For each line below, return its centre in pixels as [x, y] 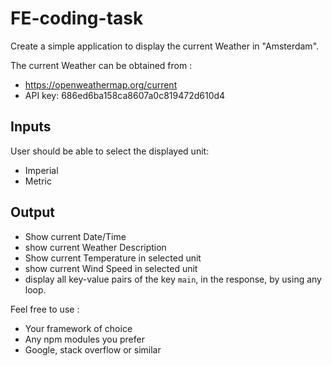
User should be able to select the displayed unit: [110, 151]
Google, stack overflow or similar [93, 349]
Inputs [31, 127]
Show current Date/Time [75, 236]
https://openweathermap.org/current [101, 84]
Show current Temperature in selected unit [113, 258]
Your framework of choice [78, 328]
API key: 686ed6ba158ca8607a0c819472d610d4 [125, 95]
